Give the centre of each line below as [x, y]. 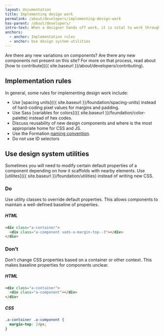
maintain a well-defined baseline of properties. [52, 204]
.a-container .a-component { [35, 320]
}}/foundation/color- [125, 112]
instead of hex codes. [50, 118]
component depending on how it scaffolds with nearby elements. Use [75, 171]
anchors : [14, 32]
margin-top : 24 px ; [28, 324]
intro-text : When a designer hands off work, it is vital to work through [83, 28]
